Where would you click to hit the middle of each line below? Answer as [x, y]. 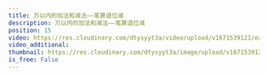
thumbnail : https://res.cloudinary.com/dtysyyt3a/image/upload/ [117, 52]
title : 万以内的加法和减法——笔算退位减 [66, 15]
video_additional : [39, 45]
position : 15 [30, 30]
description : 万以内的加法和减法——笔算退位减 [77, 23]
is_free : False [33, 60]
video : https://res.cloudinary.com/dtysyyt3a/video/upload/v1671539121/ [132, 38]
